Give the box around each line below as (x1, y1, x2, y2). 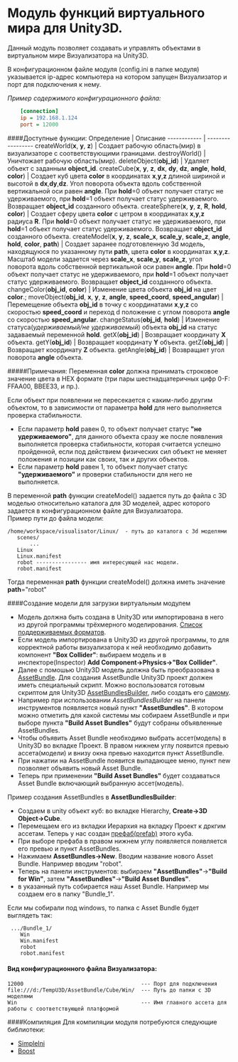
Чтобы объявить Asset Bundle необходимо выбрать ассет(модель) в (17, 733, 227, 742)
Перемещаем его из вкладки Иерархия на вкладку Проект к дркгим (17, 822, 226, 830)
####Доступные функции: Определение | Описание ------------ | (7, 134, 206, 142)
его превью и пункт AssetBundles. (17, 844, 121, 853)
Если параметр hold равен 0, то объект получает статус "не (17, 425, 202, 433)
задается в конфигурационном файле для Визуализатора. (7, 506, 183, 515)
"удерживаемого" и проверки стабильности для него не (17, 469, 193, 478)
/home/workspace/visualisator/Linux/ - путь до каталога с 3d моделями (7, 528, 227, 535)
